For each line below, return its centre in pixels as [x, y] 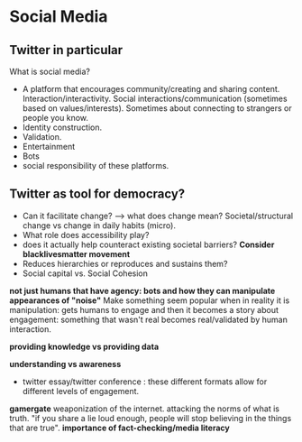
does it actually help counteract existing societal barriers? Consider [148, 244]
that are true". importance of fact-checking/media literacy [119, 428]
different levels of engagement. [81, 391]
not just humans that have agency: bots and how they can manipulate [142, 290]
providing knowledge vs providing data [84, 346]
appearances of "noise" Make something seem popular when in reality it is [150, 300]
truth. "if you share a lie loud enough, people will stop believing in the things [151, 418]
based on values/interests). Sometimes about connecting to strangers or [157, 108]
